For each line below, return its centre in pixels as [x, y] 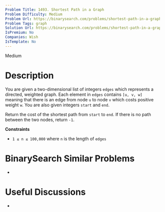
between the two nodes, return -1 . [40, 120]
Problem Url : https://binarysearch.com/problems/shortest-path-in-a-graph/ [84, 19]
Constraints [17, 129]
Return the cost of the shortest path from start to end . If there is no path [78, 114]
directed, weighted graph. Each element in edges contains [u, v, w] [74, 94]
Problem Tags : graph [26, 23]
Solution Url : [20, 28]
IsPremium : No [20, 32]
